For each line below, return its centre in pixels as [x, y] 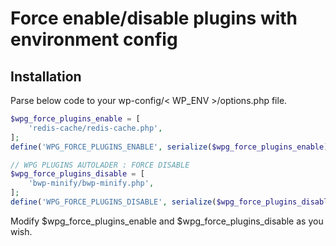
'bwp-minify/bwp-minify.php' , [91, 183]
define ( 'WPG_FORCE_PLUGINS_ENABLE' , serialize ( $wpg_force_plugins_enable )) [171, 147]
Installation [46, 76]
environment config [94, 39]
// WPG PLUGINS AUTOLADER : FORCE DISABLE [100, 165]
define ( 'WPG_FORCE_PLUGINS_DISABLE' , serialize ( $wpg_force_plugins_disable [171, 202]
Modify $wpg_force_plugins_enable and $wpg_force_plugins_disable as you [167, 221]
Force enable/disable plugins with [154, 18]
